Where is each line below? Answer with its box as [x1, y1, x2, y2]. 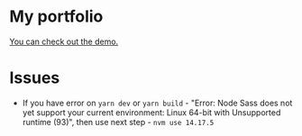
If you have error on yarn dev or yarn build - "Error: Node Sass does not [22, 97, 293, 108]
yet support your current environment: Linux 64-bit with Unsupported [22, 106, 281, 118]
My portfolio [9, 6, 104, 27]
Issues [9, 68, 60, 88]
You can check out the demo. [9, 36, 119, 47]
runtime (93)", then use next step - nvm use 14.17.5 [22, 116, 215, 127]
